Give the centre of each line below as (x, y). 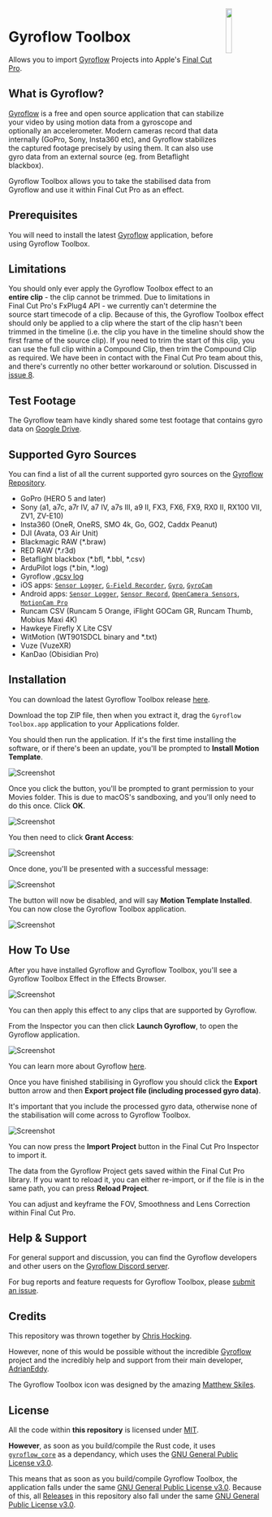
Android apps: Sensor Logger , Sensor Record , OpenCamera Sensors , (130, 594)
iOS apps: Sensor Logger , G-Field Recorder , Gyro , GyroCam (116, 585)
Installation (37, 680)
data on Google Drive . (45, 429)
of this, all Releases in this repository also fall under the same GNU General (134, 1496)
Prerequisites (43, 215)
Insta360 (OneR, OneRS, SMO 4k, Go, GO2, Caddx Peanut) (119, 525)
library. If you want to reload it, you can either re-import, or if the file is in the (136, 1179)
